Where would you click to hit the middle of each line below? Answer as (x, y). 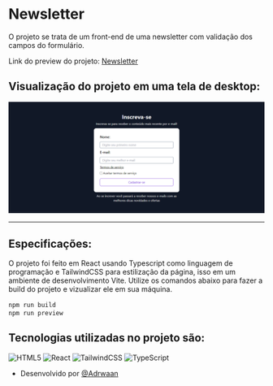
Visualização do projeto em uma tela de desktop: (134, 87)
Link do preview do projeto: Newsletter (73, 61)
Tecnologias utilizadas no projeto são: (107, 338)
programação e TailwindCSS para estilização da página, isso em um (122, 272)
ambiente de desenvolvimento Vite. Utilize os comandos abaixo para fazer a (136, 280)
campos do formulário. (47, 45)
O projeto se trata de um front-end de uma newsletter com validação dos (131, 37)
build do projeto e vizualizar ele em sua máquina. (91, 289)
